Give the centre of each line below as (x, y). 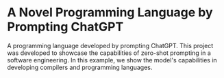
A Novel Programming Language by (110, 13)
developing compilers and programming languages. (80, 67)
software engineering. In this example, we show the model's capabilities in (112, 60)
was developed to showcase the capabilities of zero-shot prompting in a (109, 53)
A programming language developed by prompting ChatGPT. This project (110, 45)
